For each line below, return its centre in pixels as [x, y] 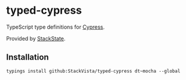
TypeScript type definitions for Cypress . [56, 27]
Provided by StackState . [36, 38]
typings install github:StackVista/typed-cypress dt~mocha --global [93, 71]
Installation [28, 57]
